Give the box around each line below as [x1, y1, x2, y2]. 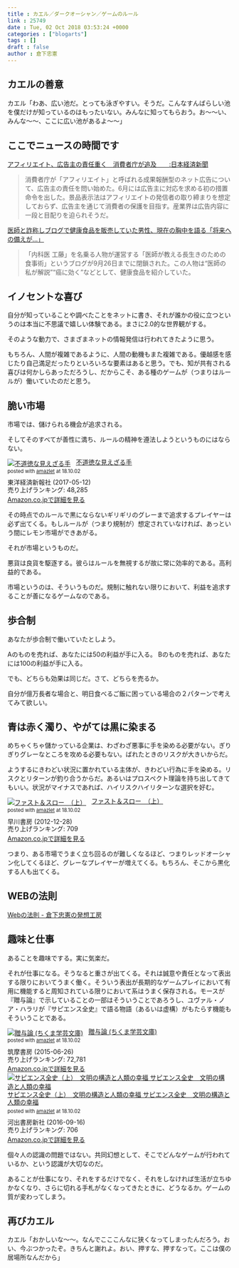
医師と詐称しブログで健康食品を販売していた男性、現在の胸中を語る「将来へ [7, 225, 232, 234]
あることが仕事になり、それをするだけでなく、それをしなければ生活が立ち [7, 1175, 225, 1183]
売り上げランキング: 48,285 [7, 486, 88, 494]
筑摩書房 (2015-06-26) [7, 1047, 74, 1056]
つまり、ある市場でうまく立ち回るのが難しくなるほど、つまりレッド [7, 850, 206, 858]
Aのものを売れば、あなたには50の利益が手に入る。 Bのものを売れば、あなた [7, 650, 231, 659]
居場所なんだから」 [7, 1253, 64, 1262]
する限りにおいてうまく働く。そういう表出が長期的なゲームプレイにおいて [7, 978, 225, 986]
